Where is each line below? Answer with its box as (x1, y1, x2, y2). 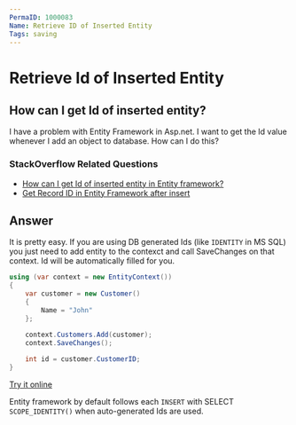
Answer (9, 214, 54, 229)
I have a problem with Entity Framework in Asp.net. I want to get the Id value (9, 126, 288, 138)
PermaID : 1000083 (9, 12, 74, 22)
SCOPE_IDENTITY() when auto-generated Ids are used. (9, 405, 204, 417)
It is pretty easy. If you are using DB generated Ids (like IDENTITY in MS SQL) (9, 237, 286, 248)
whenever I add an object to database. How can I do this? (9, 136, 220, 146)
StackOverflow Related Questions (9, 158, 159, 170)
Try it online (9, 379, 53, 390)
